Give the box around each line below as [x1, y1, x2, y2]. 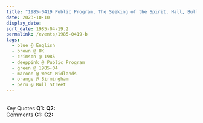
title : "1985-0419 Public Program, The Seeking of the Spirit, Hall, [6, 8, 185, 15]
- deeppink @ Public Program [11, 59, 85, 65]
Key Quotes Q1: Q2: [6, 105, 56, 112]
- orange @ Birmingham [11, 76, 69, 82]
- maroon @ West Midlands [11, 71, 77, 77]
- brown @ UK [11, 48, 45, 54]
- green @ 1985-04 [11, 65, 59, 71]
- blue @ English [11, 43, 56, 49]
